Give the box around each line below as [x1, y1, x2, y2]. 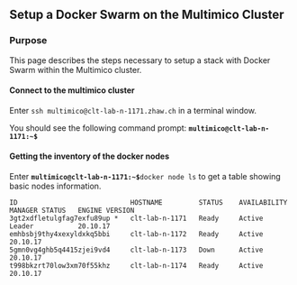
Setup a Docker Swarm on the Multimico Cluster [9, 7, 285, 23]
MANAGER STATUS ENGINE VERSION [9, 207, 135, 216]
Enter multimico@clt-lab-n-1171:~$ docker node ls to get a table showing [9, 171, 281, 182]
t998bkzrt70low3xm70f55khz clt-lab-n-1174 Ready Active [9, 262, 264, 271]
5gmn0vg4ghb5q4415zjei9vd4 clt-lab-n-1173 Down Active [9, 245, 264, 255]
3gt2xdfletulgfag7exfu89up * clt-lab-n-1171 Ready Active [9, 214, 264, 224]
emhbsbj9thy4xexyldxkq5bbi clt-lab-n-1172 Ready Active [9, 230, 264, 239]
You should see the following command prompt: [9, 122, 187, 133]
